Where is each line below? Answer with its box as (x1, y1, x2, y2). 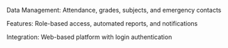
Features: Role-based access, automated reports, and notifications (6, 19, 198, 27)
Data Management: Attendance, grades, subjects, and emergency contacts (6, 6, 222, 14)
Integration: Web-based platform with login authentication (6, 33, 172, 41)
